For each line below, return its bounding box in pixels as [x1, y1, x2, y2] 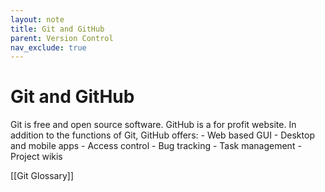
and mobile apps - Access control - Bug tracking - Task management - [10, 140, 302, 152]
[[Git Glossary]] [10, 170, 75, 182]
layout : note [10, 14, 65, 25]
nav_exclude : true [10, 42, 87, 53]
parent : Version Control [10, 33, 114, 43]
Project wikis [10, 151, 63, 163]
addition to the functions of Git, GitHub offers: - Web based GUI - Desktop [10, 129, 315, 141]
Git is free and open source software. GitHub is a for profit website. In [10, 119, 297, 131]
